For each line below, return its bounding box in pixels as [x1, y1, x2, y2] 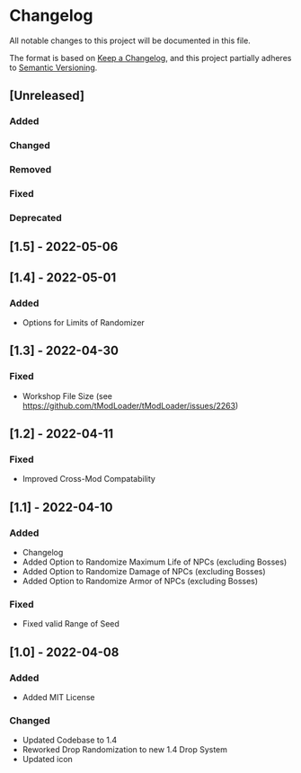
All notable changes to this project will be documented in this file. [9, 35, 252, 46]
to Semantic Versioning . [9, 62, 98, 73]
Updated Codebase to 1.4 [22, 734, 118, 746]
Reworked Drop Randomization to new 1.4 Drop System [22, 744, 227, 755]
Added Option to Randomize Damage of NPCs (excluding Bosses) [22, 566, 267, 577]
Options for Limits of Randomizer [22, 317, 146, 328]
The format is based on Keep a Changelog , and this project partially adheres [9, 52, 292, 63]
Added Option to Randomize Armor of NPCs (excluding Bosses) [22, 576, 259, 587]
